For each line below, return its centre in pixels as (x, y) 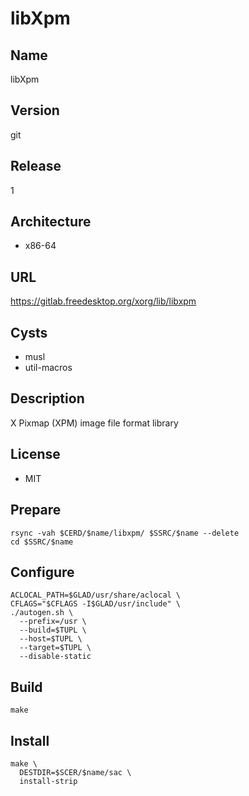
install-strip (48, 781)
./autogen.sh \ (42, 613)
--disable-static (55, 657)
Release (36, 166)
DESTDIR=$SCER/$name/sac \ (75, 772)
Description (47, 398)
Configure (42, 572)
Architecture (51, 222)
